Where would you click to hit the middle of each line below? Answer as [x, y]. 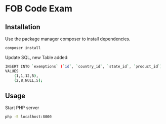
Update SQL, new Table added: [37, 57]
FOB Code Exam [39, 9]
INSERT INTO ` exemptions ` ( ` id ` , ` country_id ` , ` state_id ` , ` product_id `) [84, 66]
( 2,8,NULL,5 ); [28, 80]
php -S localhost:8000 [28, 117]
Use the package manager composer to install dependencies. [68, 39]
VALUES [12, 71]
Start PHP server [22, 108]
